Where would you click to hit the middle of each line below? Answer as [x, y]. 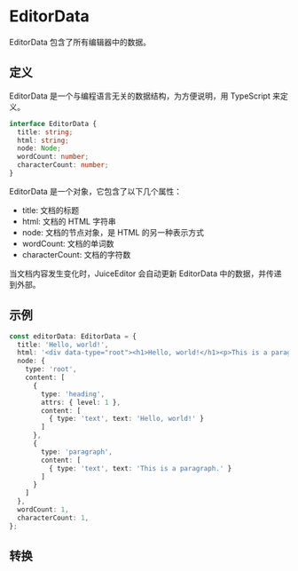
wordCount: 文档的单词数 [68, 243]
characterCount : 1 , [53, 518]
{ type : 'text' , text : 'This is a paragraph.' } [140, 468]
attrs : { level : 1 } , [81, 402]
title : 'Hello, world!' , [63, 345]
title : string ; [45, 132]
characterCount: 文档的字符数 [76, 254]
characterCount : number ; [63, 165]
